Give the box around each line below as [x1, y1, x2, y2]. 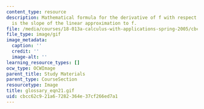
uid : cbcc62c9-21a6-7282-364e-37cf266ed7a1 [6, 93, 118, 99]
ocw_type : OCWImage [6, 65, 56, 71]
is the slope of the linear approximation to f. [12, 20, 137, 26]
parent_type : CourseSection [6, 76, 78, 82]
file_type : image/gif [6, 31, 61, 38]
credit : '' [12, 48, 39, 54]
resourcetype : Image [6, 82, 59, 88]
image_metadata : [6, 37, 47, 43]
